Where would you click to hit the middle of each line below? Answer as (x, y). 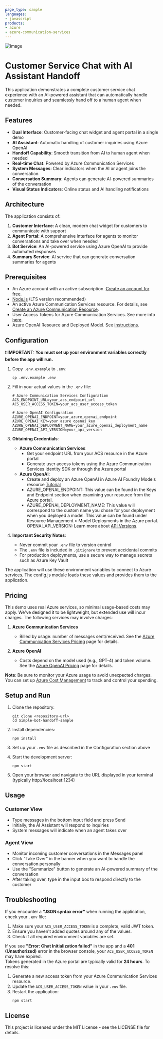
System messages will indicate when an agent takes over (69, 830)
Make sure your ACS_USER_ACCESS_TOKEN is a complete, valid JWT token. (83, 926)
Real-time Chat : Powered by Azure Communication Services (73, 163)
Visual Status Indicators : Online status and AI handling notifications (81, 189)
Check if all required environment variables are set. (63, 936)
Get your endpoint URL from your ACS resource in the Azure (87, 453)
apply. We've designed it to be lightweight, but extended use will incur (75, 612)
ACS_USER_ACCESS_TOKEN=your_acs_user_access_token (64, 404)
